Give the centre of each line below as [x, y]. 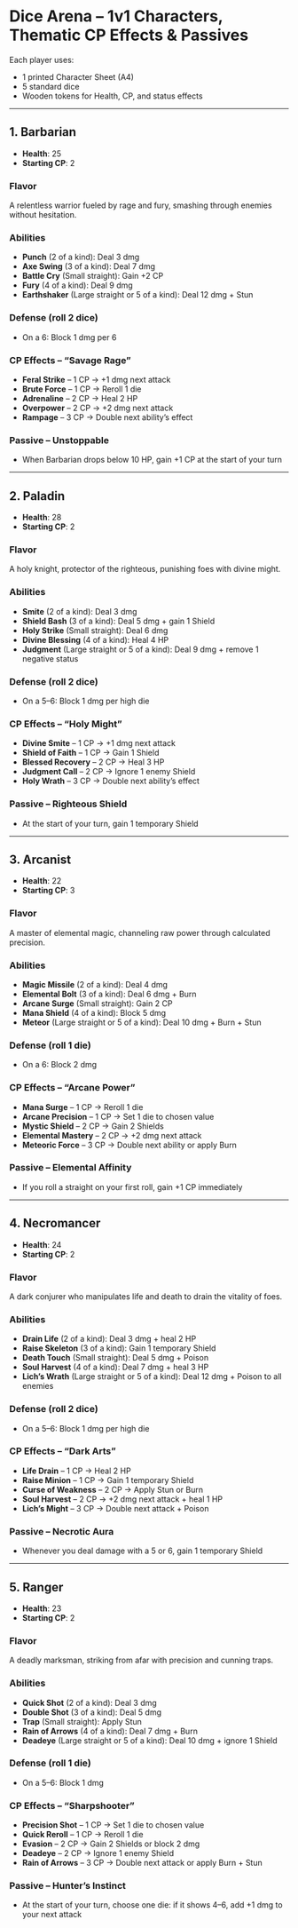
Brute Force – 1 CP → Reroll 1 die [82, 389]
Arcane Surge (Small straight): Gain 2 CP [97, 1003]
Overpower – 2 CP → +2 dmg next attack [98, 408]
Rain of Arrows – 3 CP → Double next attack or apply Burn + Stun [142, 1863]
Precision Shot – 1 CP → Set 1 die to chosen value [113, 1825]
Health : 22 [42, 881]
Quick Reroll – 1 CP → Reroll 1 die [82, 1835]
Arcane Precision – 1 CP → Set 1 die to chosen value [118, 1116]
